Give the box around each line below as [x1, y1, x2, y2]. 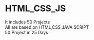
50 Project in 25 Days [5, 29, 48, 35]
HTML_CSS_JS [5, 3, 66, 14]
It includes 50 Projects [5, 19, 50, 25]
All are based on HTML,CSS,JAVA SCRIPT [5, 24, 89, 30]
